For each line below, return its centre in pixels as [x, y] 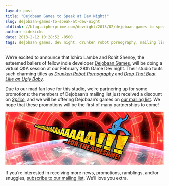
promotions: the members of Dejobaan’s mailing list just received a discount [84, 94]
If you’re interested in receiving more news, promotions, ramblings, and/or [82, 173]
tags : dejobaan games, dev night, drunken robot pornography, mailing [81, 43]
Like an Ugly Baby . [25, 79]
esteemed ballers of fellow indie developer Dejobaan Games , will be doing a [84, 63]
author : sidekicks [24, 32]
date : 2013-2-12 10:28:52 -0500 [39, 37]
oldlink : [14, 27]
